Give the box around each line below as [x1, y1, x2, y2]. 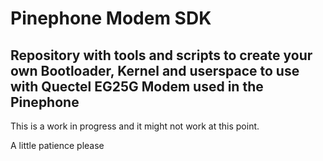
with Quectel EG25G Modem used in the [10, 78, 264, 95]
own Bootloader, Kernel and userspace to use [10, 62, 300, 79]
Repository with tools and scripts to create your [10, 47, 313, 64]
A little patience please [10, 140, 105, 151]
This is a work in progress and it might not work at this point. [10, 120, 260, 132]
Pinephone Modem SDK [10, 7, 212, 30]
